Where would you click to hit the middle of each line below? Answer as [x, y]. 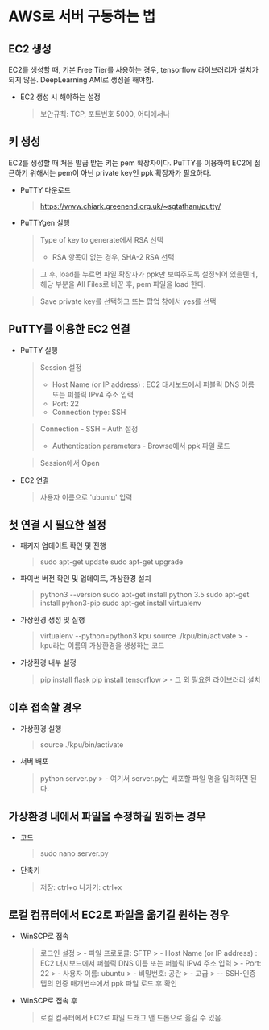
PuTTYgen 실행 [45, 222]
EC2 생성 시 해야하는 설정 [60, 97]
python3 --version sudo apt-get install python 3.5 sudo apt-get [145, 595]
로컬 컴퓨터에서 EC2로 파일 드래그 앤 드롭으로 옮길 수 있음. [132, 1017]
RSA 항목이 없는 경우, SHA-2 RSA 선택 [113, 257]
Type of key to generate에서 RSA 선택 [101, 239]
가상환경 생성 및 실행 [52, 620]
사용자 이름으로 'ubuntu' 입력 [86, 497]
